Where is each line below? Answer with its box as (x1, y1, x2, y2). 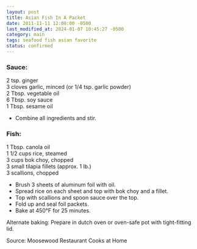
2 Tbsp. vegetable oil (6, 89, 60, 97)
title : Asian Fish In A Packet (6, 15, 86, 21)
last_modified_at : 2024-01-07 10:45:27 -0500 (6, 26, 124, 32)
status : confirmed (6, 43, 53, 49)
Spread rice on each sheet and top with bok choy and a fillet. (15, 188, 169, 195)
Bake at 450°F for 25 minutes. (15, 207, 91, 214)
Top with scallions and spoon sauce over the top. (15, 194, 139, 202)
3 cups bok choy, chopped (6, 156, 74, 164)
